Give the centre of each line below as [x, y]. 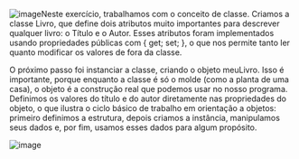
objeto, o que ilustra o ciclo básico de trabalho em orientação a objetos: [143, 108]
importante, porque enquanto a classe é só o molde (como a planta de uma [149, 79]
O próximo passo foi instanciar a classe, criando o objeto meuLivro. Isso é [147, 70]
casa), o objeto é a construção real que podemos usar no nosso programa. [149, 89]
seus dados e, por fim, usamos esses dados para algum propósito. [133, 127]
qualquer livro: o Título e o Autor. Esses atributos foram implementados [142, 33]
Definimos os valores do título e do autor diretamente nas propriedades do [148, 98]
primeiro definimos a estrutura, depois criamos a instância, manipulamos [145, 118]
